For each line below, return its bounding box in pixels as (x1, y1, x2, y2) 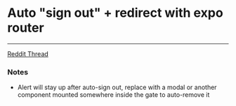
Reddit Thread (7, 49, 49, 58)
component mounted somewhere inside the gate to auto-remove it (17, 91, 210, 99)
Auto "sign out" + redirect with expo (7, 5, 223, 21)
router (7, 20, 44, 36)
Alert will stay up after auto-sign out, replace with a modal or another (17, 83, 217, 92)
